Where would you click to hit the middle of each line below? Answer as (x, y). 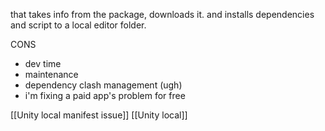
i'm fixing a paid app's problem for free (105, 95)
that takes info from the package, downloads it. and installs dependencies (162, 14)
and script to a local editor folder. (78, 25)
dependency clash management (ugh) (103, 85)
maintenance (51, 74)
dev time (43, 63)
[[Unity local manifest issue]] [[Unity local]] (99, 115)
